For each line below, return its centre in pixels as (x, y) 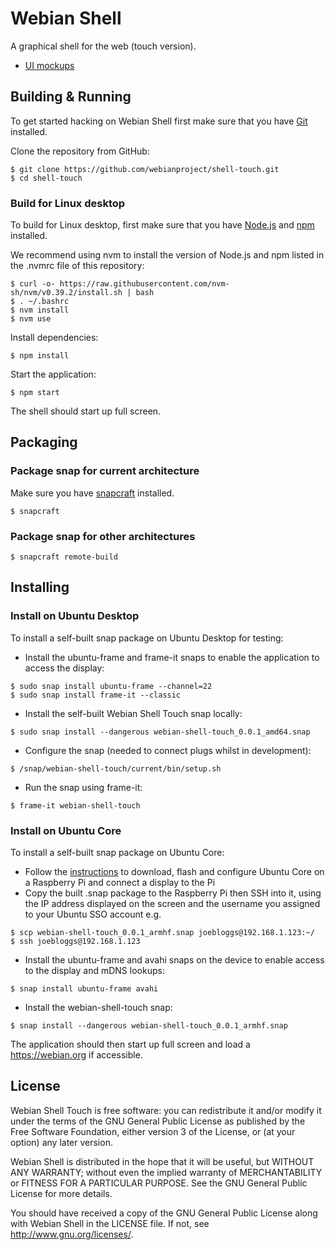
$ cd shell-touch (46, 178)
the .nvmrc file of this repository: (77, 266)
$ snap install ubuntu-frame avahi (84, 989)
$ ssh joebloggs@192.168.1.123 (75, 942)
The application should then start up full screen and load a (130, 1044)
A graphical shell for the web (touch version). (103, 46)
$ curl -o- (33, 284)
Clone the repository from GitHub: (80, 151)
